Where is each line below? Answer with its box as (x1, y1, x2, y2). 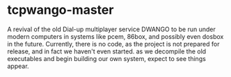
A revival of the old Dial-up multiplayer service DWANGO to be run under (7, 25, 216, 33)
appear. (7, 62, 29, 70)
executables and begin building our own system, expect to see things (7, 54, 207, 62)
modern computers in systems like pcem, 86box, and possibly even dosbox (7, 32, 224, 40)
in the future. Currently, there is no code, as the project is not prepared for (7, 40, 220, 48)
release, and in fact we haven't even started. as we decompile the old (7, 47, 207, 55)
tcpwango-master (7, 2, 114, 18)
